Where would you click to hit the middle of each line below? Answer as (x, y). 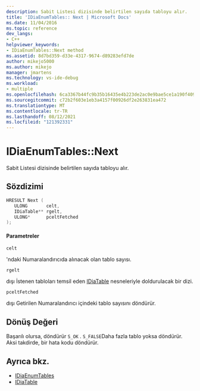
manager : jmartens (29, 72)
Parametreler (23, 236)
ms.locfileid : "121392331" (40, 122)
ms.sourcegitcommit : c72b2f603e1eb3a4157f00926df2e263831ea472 (86, 100)
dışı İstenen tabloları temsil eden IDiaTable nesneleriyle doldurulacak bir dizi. (100, 281)
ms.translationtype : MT (36, 105)
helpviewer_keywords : (33, 45)
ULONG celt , (37, 206)
